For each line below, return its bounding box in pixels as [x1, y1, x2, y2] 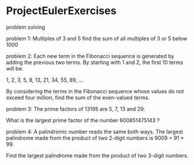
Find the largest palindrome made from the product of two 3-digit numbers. [6, 151, 189, 159]
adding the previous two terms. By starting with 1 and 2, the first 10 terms [6, 59, 183, 66]
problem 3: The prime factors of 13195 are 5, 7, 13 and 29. [6, 105, 145, 112]
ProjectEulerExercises [6, 4, 116, 18]
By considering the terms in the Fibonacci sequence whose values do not [6, 87, 184, 95]
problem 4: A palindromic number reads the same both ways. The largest [6, 128, 183, 135]
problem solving [6, 23, 45, 31]
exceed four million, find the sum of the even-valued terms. [6, 94, 150, 101]
